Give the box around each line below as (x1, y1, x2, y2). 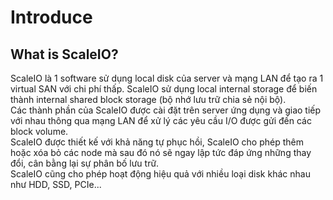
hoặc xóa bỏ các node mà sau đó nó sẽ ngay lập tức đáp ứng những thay (10, 147, 312, 158)
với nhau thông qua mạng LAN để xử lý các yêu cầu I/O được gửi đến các (10, 115, 312, 126)
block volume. (10, 126, 69, 137)
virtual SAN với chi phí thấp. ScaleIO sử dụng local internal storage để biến (10, 83, 318, 95)
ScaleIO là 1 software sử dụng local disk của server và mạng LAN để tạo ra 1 (10, 72, 324, 84)
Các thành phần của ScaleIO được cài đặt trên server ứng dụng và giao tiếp (10, 104, 322, 116)
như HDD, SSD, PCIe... (10, 179, 102, 190)
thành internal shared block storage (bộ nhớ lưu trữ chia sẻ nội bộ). (10, 94, 287, 105)
